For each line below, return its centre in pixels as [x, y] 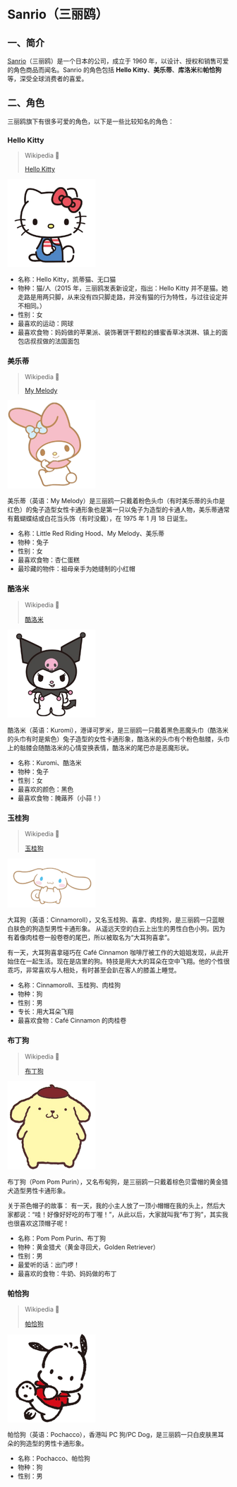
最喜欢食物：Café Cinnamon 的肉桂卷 [72, 1021]
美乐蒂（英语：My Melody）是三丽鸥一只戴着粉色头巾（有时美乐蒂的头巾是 [116, 501]
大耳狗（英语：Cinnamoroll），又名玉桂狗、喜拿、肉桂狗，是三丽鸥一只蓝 [113, 920]
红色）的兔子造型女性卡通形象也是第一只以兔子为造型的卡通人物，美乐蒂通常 [119, 510]
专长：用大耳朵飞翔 [45, 1012]
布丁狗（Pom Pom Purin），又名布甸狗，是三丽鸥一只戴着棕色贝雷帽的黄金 [115, 1181]
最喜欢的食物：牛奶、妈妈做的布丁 [67, 1273]
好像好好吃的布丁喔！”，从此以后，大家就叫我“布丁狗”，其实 [134, 1214]
